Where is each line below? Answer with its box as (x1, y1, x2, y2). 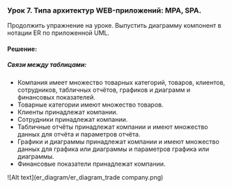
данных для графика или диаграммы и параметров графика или (17, 145, 210, 153)
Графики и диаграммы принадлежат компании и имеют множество (17, 137, 219, 146)
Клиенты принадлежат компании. (17, 107, 118, 116)
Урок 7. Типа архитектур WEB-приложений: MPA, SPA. (7, 6, 202, 15)
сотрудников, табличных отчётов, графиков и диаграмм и (17, 86, 190, 94)
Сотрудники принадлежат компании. (17, 115, 128, 123)
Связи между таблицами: (7, 61, 87, 69)
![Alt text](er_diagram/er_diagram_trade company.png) (7, 173, 164, 181)
